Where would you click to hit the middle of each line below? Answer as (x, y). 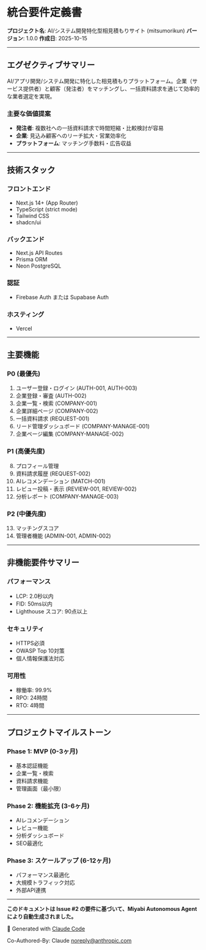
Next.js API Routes (39, 253)
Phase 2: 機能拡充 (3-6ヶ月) (48, 806)
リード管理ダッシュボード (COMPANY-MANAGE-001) (83, 426)
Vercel (24, 328)
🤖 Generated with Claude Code (46, 929)
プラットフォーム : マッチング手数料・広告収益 (74, 144)
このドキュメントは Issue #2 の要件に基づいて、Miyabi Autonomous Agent (102, 909)
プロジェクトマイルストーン (59, 732)
